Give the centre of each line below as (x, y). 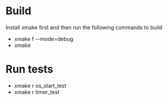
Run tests (29, 69)
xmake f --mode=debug (44, 39)
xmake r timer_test (37, 92)
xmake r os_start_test (40, 86)
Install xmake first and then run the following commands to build (84, 27)
